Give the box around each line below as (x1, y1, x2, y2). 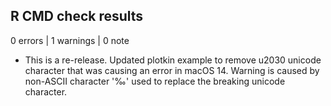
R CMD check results (10, 8, 144, 25)
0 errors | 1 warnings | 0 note (10, 34, 130, 46)
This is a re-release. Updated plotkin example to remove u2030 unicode (24, 54, 322, 66)
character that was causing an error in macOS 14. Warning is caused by (24, 64, 320, 76)
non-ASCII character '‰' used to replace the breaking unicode (24, 75, 286, 87)
